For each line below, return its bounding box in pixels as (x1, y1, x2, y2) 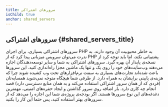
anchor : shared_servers (5, 16, 55, 21)
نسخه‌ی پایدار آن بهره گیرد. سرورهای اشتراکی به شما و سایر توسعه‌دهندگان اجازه (5, 59, 156, 65)
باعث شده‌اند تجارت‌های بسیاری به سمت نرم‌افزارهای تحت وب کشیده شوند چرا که (5, 69, 158, 75)
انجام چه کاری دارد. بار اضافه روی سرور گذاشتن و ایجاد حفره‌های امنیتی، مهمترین (5, 85, 156, 91)
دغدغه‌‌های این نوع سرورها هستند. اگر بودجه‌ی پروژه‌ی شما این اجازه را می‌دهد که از (5, 91, 159, 97)
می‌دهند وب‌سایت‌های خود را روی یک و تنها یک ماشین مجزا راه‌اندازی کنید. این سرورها (5, 64, 163, 70)
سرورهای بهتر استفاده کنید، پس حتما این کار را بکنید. (5, 96, 103, 102)
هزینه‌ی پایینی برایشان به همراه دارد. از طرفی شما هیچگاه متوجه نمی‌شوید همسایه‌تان (5, 75, 163, 81)
